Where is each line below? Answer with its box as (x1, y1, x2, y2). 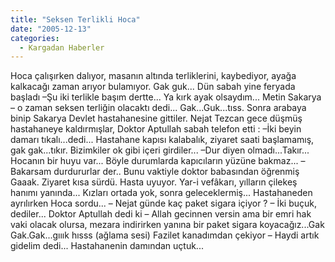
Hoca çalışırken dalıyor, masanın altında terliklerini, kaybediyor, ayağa (10, 70, 297, 82)
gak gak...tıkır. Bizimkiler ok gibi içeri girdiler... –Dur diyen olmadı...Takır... (10, 144, 310, 156)
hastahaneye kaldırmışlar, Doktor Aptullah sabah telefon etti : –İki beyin (10, 123, 302, 135)
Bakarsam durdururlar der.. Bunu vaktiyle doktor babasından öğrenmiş (10, 166, 300, 178)
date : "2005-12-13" (10, 24, 92, 34)
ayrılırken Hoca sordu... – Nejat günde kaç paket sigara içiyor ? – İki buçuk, (10, 197, 318, 210)
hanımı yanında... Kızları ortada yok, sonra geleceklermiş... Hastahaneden (10, 187, 313, 199)
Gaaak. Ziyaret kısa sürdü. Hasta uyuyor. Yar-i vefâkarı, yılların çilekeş (10, 176, 298, 188)
